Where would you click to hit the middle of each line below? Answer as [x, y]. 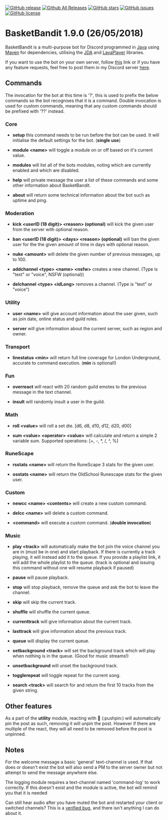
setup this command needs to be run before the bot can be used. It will [86, 135]
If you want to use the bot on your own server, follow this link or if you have [82, 62]
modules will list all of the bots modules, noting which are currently [82, 165]
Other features [28, 706]
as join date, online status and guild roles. [55, 319]
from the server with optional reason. [50, 230]
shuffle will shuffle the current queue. [51, 612]
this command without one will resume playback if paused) [73, 568]
